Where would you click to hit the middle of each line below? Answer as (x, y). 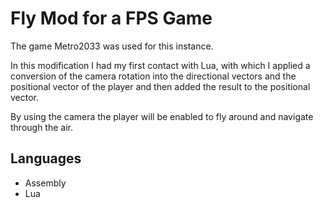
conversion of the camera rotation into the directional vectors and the (153, 76)
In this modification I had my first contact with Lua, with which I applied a (160, 65)
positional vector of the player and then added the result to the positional (160, 86)
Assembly (45, 183)
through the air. (42, 127)
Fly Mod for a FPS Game (111, 18)
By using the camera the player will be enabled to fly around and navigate (162, 116)
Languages (46, 158)
